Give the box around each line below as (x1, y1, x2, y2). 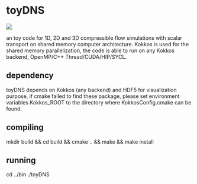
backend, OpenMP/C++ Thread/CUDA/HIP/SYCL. (6, 53, 127, 60)
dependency (6, 71, 54, 81)
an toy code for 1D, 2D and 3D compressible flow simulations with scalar (6, 34, 182, 42)
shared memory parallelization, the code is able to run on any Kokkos (6, 47, 175, 54)
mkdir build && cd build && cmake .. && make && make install (6, 138, 154, 145)
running (6, 155, 36, 165)
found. (6, 105, 22, 112)
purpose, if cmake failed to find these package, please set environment (6, 93, 180, 100)
